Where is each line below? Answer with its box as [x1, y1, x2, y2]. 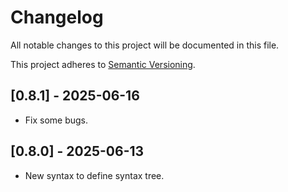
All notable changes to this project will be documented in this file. [10, 39, 280, 51]
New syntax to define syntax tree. [24, 169, 165, 181]
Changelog [10, 6, 104, 29]
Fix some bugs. [24, 114, 89, 126]
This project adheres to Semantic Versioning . [10, 58, 196, 70]
